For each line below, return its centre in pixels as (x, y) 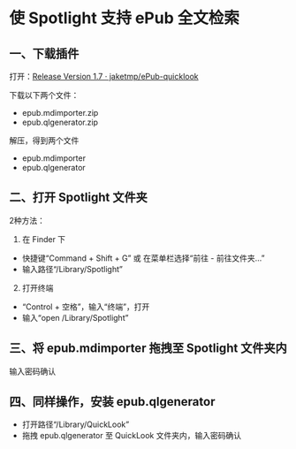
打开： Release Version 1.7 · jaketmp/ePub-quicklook (104, 76)
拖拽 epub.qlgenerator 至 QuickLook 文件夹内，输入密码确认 (131, 436)
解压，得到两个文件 (44, 141)
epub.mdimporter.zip (60, 113)
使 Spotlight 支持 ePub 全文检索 (125, 18)
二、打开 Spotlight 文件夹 (78, 198)
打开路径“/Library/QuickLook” (76, 424)
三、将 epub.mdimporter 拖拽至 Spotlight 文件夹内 (148, 349)
